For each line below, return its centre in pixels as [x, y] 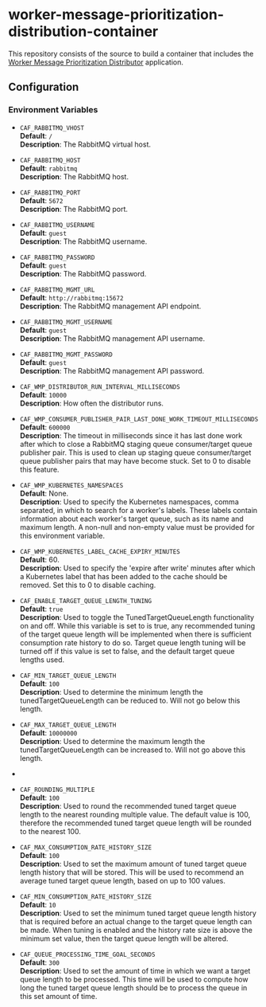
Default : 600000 [45, 427]
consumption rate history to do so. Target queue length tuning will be [133, 642]
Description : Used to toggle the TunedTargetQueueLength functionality [137, 617]
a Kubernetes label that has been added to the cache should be [123, 576]
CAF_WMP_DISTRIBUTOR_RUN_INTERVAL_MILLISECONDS [100, 387]
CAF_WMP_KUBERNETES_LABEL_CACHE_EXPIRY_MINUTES [100, 551]
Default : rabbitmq [48, 168]
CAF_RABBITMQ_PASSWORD [57, 257]
